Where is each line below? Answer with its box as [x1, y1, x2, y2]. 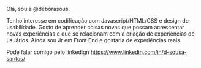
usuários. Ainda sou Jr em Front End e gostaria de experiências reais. [6, 37, 182, 43]
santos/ [6, 55, 26, 62]
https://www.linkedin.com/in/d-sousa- [90, 48, 187, 56]
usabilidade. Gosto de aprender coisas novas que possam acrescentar [6, 24, 185, 31]
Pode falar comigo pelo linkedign [6, 48, 90, 56]
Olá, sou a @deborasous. [6, 6, 70, 12]
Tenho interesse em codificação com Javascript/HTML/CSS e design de [6, 17, 189, 24]
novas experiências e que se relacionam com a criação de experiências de [6, 30, 195, 37]
